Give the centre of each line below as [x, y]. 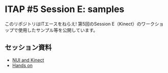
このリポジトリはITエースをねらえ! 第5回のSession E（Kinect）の [73, 24]
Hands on [22, 65]
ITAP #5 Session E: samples [65, 9]
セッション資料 [28, 48]
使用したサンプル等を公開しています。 [58, 30]
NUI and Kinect [28, 60]
